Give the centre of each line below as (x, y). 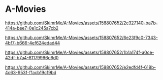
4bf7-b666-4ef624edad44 (33, 42)
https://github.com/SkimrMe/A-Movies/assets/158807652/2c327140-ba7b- (81, 23)
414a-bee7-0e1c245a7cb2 (32, 28)
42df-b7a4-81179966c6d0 (32, 57)
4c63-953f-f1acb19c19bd (31, 72)
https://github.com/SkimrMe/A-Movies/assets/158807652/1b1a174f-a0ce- (80, 52)
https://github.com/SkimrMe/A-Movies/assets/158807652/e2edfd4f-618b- (81, 67)
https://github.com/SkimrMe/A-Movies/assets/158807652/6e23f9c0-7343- (81, 38)
